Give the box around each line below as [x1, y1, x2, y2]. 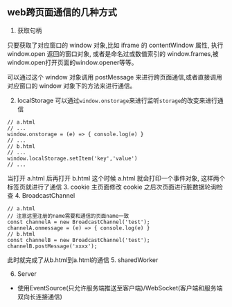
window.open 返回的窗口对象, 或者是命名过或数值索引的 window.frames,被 [7, 49, 219, 57]
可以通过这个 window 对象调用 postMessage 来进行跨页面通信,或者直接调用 [7, 73, 223, 81]
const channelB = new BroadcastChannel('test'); [7, 236, 150, 243]
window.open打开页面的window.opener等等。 [7, 58, 138, 66]
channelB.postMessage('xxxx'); [7, 243, 98, 250]
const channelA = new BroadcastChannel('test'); [7, 218, 150, 225]
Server [17, 269, 37, 278]
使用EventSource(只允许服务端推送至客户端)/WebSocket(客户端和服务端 [17, 283, 223, 292]
